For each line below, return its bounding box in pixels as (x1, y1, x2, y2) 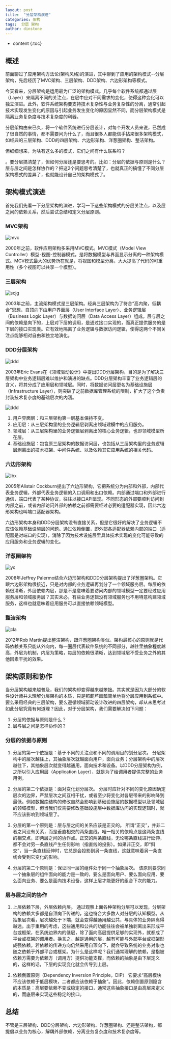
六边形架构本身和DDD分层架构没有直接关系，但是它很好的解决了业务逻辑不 (5, 519, 162, 525)
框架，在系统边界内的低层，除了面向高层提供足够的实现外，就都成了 (21, 929, 164, 935)
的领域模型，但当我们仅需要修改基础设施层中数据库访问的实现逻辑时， (12, 805, 160, 811)
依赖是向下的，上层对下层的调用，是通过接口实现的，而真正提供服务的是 (14, 319, 166, 326)
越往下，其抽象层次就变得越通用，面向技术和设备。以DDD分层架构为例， (12, 762, 165, 768)
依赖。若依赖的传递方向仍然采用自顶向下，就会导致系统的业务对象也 (21, 942, 164, 948)
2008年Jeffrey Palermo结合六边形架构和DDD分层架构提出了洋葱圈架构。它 (5, 575, 162, 581)
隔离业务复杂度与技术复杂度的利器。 (5, 113, 81, 120)
